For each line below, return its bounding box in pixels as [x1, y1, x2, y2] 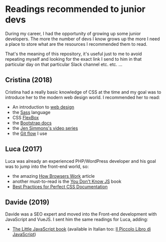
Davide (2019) [5, 198, 50, 206]
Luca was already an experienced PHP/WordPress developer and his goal [5, 158, 157, 164]
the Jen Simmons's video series [12, 125, 78, 131]
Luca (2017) [5, 145, 43, 153]
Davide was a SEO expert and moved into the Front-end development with [5, 211, 157, 217]
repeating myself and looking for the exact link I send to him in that [5, 56, 142, 62]
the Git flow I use [12, 130, 47, 136]
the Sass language [12, 109, 51, 115]
